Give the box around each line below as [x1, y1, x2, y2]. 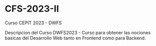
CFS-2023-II [5, 3, 59, 15]
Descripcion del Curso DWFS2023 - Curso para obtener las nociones [5, 29, 151, 35]
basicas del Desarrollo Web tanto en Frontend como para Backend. [5, 35, 146, 41]
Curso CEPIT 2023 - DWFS [5, 20, 62, 26]
